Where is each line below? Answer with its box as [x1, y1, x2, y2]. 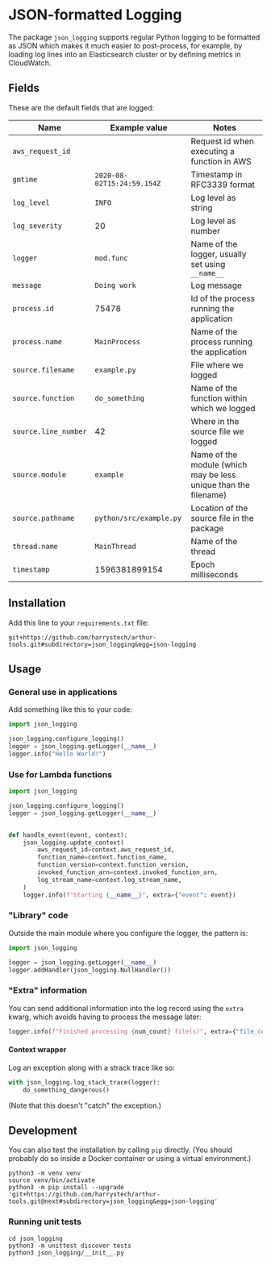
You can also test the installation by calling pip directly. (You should [8, 1145, 232, 1155]
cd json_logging [8, 1234, 63, 1242]
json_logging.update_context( [23, 838, 125, 847]
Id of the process [190, 293, 256, 304]
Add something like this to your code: [8, 705, 133, 714]
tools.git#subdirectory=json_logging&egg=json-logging [8, 640, 197, 648]
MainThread [94, 542, 137, 551]
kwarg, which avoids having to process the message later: [8, 1012, 202, 1022]
